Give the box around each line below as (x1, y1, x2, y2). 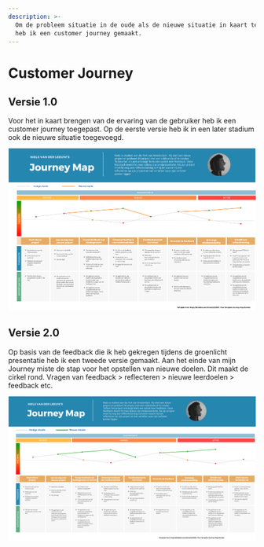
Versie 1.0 (8, 95, 58, 108)
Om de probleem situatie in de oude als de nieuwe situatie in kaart (15, 20, 247, 29)
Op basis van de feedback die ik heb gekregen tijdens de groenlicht (8, 347, 228, 357)
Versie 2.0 (8, 326, 60, 340)
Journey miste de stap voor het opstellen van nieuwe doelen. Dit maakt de (8, 364, 249, 373)
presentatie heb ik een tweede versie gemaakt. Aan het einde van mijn (8, 355, 236, 365)
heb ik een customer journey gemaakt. (15, 29, 143, 37)
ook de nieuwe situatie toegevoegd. (8, 133, 124, 142)
